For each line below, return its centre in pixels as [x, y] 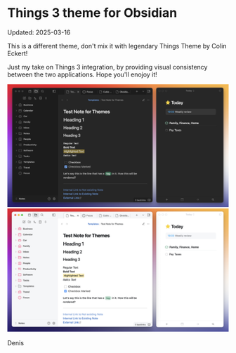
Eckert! [18, 53]
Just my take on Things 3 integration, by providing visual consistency [107, 67]
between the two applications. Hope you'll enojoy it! [83, 74]
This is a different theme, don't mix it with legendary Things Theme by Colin [117, 46]
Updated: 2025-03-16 [39, 32]
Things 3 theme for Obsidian [92, 13]
